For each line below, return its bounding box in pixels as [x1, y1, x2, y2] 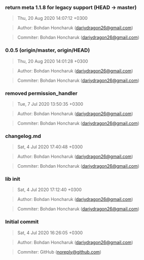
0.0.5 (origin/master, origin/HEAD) [5, 47, 90, 54]
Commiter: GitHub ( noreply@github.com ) [17, 249, 102, 255]
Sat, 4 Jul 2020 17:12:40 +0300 [17, 187, 82, 193]
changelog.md [5, 132, 41, 139]
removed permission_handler [5, 90, 78, 97]
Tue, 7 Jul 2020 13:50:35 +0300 [17, 101, 83, 107]
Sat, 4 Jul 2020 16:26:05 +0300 [17, 230, 83, 236]
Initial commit [5, 218, 39, 225]
